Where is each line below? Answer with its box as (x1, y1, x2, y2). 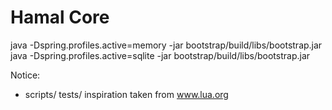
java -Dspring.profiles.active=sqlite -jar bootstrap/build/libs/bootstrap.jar (10, 49, 311, 61)
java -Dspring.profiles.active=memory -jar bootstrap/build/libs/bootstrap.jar (10, 39, 323, 51)
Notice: (10, 69, 41, 81)
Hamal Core (10, 6, 110, 29)
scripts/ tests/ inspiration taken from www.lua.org (24, 88, 229, 100)
